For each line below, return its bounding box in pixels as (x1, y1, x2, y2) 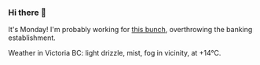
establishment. (8, 33, 57, 42)
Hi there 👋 (8, 7, 47, 18)
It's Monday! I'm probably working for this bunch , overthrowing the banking (8, 25, 253, 34)
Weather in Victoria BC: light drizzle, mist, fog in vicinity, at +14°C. (8, 49, 222, 58)
